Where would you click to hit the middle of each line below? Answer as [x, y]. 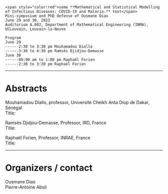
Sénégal [14, 107]
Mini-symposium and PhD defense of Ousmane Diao [57, 16]
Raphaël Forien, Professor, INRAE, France [48, 137]
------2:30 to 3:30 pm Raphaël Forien [45, 64]
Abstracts [26, 89]
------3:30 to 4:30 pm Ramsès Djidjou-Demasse [54, 51]
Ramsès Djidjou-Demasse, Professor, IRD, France [56, 122]
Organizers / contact [49, 168]
